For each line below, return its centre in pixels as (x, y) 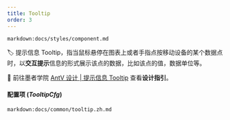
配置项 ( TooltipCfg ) (35, 95)
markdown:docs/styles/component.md (58, 38)
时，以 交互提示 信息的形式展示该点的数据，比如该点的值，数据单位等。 (106, 63)
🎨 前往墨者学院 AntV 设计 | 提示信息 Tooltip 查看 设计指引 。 (90, 77)
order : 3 (20, 20)
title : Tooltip (29, 13)
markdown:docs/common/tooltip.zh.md (59, 109)
